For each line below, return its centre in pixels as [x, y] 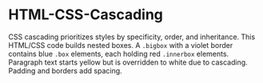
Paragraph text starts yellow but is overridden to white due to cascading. [128, 62]
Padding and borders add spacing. [65, 70]
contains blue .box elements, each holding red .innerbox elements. [119, 53]
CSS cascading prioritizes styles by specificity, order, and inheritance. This [132, 37]
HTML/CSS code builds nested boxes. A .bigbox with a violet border [121, 45]
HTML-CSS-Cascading [86, 15]
